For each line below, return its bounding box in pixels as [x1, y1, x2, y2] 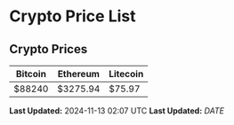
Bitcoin [15, 68, 47, 80]
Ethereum [57, 68, 101, 80]
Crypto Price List [9, 6, 136, 27]
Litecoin [108, 68, 144, 80]
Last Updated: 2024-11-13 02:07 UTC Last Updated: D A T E [9, 105, 225, 116]
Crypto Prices [9, 42, 88, 57]
